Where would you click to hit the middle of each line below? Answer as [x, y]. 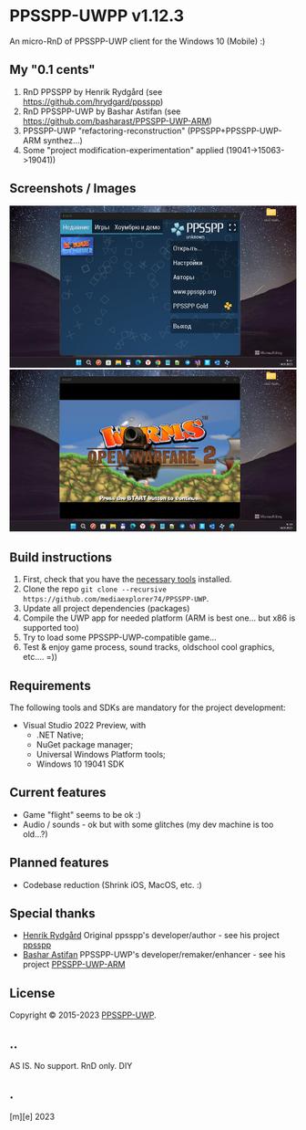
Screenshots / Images [73, 188]
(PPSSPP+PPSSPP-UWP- [235, 131]
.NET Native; [60, 735]
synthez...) [63, 140]
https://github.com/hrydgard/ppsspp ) [93, 101]
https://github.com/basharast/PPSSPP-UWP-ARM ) [117, 120]
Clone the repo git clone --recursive [94, 589]
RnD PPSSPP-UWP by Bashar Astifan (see [102, 111]
